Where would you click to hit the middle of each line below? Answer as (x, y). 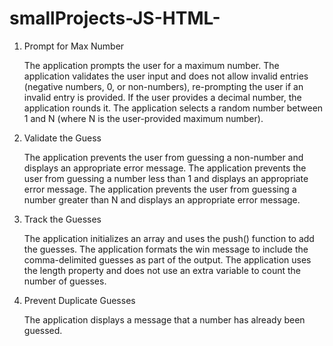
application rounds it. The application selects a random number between (173, 108)
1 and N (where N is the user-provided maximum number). (143, 118)
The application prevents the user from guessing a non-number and (163, 157)
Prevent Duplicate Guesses (79, 300)
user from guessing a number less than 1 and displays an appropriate (166, 178)
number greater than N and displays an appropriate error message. (162, 199)
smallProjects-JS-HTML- (115, 18)
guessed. (43, 330)
